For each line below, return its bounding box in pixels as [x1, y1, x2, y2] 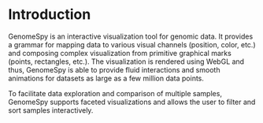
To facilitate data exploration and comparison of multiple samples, [8, 88, 223, 98]
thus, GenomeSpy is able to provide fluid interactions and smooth [8, 65, 220, 74]
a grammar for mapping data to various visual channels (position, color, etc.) [8, 39, 256, 49]
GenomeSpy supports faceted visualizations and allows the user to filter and [8, 97, 256, 106]
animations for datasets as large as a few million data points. [8, 73, 205, 83]
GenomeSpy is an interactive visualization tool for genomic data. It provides [8, 32, 254, 41]
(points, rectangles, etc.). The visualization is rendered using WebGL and [8, 57, 245, 66]
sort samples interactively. [8, 105, 94, 115]
